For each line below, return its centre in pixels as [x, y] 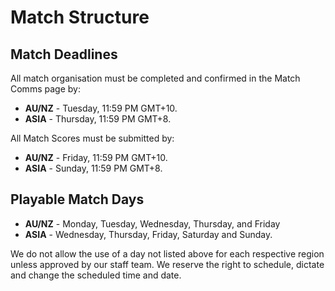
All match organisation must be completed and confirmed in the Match [155, 78]
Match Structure [80, 17]
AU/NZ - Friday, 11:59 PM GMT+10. [96, 157]
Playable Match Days [77, 199]
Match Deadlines [64, 54]
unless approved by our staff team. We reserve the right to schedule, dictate [167, 264]
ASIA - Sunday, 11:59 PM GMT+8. [93, 168]
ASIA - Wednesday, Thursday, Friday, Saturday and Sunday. [148, 234]
